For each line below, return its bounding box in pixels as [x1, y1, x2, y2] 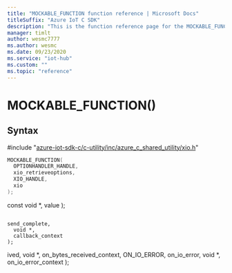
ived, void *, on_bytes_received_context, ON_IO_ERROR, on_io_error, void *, [7, 250, 221, 259]
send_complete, [7, 220, 51, 228]
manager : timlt [7, 29, 51, 37]
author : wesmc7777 [7, 36, 60, 43]
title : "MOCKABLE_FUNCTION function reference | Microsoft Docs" [7, 10, 199, 17]
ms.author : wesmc [7, 42, 57, 49]
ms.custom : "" [7, 61, 48, 68]
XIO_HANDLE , [13, 176, 48, 183]
